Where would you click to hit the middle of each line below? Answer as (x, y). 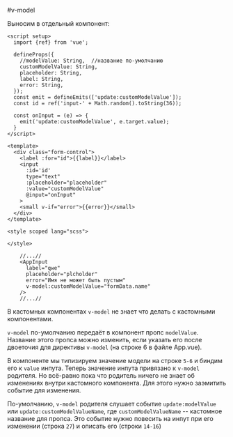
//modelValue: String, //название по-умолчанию (91, 61)
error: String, (42, 85)
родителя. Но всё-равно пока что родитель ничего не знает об (101, 375)
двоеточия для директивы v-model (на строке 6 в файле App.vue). (105, 347)
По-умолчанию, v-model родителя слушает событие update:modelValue (112, 404)
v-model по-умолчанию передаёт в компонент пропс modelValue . (103, 332)
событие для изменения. (44, 390)
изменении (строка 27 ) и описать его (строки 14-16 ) (85, 426)
